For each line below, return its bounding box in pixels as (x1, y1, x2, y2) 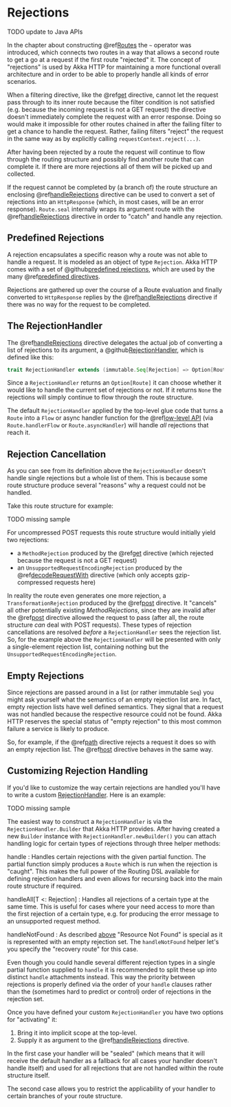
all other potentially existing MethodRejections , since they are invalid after (7, 606, 217, 614)
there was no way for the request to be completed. (7, 300, 151, 309)
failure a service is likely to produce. (7, 725, 110, 733)
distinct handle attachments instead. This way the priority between (7, 972, 196, 981)
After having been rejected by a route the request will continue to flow (7, 148, 206, 156)
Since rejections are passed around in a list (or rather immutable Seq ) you (7, 689, 214, 697)
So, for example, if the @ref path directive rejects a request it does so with (7, 738, 217, 746)
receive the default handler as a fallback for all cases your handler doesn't (7, 1056, 218, 1064)
